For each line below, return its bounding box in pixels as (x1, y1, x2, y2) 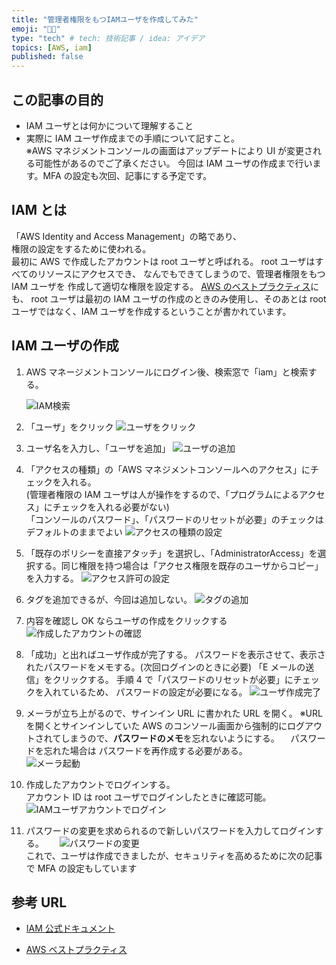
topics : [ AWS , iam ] (11, 42, 93, 53)
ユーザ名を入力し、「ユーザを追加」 (25, 442, 171, 454)
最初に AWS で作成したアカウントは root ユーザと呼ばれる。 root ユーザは (11, 255, 316, 267)
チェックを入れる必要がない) (52, 501, 170, 513)
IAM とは (11, 202, 68, 219)
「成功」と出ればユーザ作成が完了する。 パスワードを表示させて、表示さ (25, 648, 326, 660)
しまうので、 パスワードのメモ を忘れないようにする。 (60, 732, 280, 744)
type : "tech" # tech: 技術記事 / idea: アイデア (11, 33, 206, 43)
